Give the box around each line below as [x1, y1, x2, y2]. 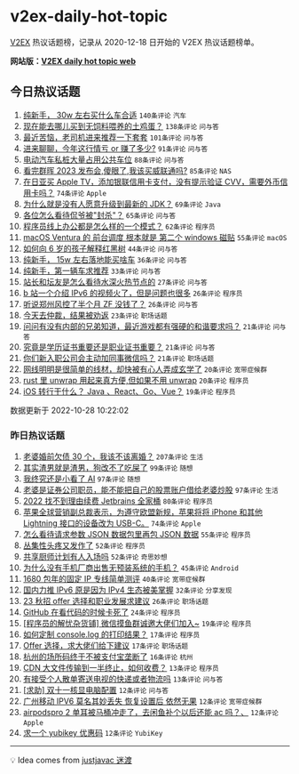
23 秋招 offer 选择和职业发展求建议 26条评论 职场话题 [22, 596, 209, 607]
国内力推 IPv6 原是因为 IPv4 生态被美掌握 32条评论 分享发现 [22, 585, 232, 595]
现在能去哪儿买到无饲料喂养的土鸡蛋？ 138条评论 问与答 [22, 120, 220, 131]
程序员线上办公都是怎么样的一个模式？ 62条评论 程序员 [22, 221, 216, 231]
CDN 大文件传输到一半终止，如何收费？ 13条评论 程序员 [22, 663, 220, 673]
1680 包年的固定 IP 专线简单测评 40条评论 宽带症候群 [22, 574, 206, 585]
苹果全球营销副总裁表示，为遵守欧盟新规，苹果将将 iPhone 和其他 [22, 507, 264, 518]
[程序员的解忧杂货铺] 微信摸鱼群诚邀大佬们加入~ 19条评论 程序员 [22, 618, 252, 629]
